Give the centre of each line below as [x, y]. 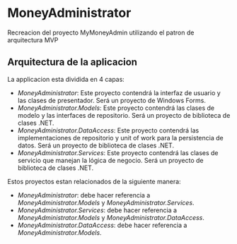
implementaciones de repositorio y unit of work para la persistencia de [121, 138]
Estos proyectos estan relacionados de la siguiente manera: [94, 181]
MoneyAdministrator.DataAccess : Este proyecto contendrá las [108, 130]
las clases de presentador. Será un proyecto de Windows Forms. [112, 100]
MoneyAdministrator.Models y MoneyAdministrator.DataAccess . [111, 217]
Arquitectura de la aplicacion [73, 62]
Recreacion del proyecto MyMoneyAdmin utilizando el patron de [101, 32]
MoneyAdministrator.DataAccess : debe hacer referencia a [102, 225]
